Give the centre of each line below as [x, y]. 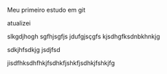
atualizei [19, 23]
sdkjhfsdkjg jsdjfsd [34, 50]
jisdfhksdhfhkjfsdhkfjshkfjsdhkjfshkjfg [61, 63]
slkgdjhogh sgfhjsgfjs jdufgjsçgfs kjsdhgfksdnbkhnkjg [83, 36]
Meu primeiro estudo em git [46, 10]
